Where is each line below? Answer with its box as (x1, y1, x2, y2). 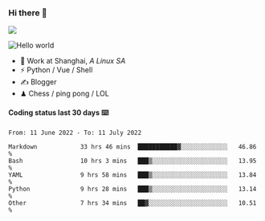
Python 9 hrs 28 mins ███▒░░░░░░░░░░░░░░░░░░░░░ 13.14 (8, 185, 257, 193)
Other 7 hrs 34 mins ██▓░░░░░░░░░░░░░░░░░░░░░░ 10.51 (8, 198, 257, 207)
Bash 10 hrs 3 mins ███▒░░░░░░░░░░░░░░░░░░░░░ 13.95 (8, 157, 257, 165)
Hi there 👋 (8, 7, 48, 18)
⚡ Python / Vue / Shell (19, 65, 93, 75)
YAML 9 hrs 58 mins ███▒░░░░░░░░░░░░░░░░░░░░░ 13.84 (8, 170, 257, 179)
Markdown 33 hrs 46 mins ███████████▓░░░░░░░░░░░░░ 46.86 (8, 142, 257, 151)
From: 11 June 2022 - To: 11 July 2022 (8, 129, 142, 137)
